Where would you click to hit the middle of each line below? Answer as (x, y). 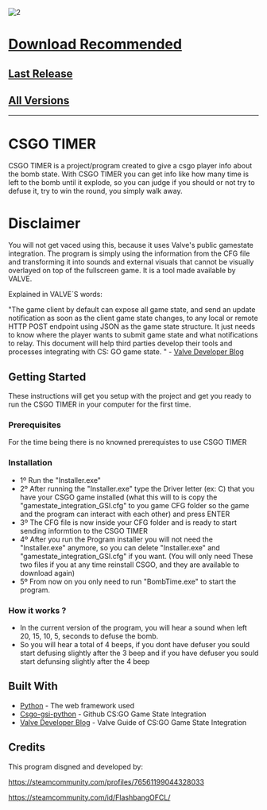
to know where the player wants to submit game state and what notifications (133, 335)
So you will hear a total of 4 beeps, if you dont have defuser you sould (135, 644)
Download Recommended (95, 44)
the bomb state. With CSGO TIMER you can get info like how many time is (128, 174)
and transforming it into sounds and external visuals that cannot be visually (131, 262)
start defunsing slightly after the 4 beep (85, 661)
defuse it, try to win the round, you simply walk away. (95, 191)
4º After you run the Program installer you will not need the (116, 539)
